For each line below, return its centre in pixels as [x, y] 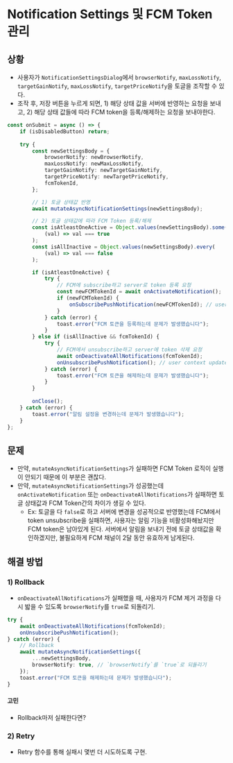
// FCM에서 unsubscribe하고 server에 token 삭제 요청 [129, 350]
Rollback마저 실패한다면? [52, 717]
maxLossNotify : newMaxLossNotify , [94, 164]
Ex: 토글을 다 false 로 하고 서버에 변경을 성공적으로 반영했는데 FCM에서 [124, 512]
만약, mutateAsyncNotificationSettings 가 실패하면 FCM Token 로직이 [114, 468]
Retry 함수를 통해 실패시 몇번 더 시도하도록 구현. [82, 752]
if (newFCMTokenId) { [88, 298]
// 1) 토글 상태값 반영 [61, 202]
